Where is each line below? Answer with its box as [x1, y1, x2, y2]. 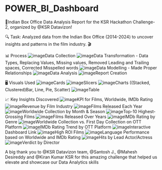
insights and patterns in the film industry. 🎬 [5, 41, 92, 47]
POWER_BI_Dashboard [5, 3, 99, 14]
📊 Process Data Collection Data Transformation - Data [5, 52, 148, 58]
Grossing [5, 114, 23, 119]
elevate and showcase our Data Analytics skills [5, 159, 99, 165]
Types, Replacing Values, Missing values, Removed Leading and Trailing [5, 59, 149, 66]
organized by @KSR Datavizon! [10, 24, 72, 30]
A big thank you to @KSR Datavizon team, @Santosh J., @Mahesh [5, 149, 137, 154]
